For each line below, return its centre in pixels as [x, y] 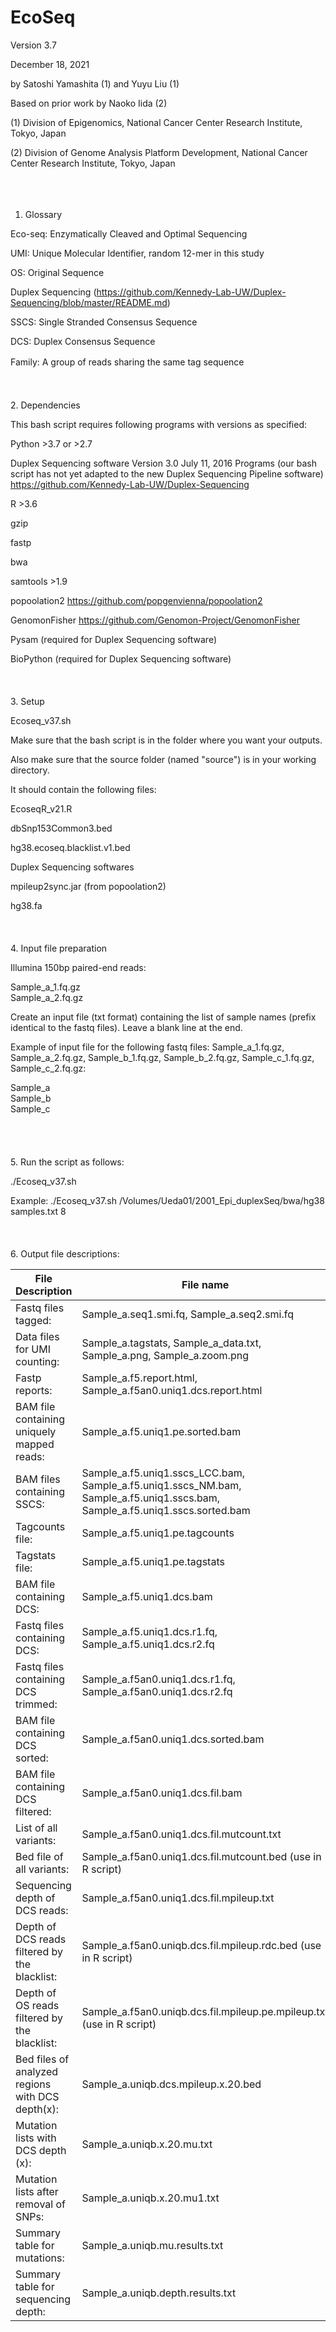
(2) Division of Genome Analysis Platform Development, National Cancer [159, 152]
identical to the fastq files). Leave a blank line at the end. [126, 1027]
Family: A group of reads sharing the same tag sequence [127, 362]
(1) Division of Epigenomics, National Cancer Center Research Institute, [156, 122]
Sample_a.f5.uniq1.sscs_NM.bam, [161, 1485]
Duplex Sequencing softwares [72, 867]
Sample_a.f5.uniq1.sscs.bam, [151, 1498]
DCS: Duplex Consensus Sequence [83, 341]
